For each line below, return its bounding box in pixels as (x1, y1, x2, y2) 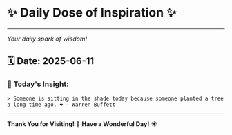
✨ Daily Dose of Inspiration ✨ (7, 5, 177, 21)
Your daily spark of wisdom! (7, 34, 88, 43)
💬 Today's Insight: (7, 79, 69, 89)
